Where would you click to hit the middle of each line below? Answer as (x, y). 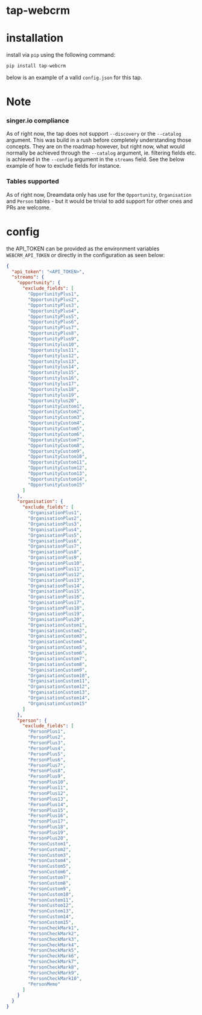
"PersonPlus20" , (48, 838)
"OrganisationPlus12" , (56, 574)
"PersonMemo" (44, 984)
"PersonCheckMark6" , (54, 956)
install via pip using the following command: (61, 55)
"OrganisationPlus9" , (55, 558)
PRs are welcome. (29, 207)
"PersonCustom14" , (51, 917)
